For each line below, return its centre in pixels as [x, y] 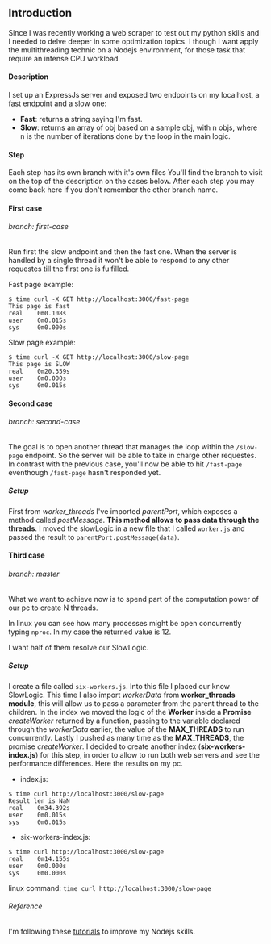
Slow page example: [42, 343]
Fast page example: [41, 285]
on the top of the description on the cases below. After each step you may [131, 182]
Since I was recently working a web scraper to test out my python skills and [134, 32]
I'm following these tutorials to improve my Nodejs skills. [102, 931]
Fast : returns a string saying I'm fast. [81, 119]
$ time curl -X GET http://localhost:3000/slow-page [99, 357]
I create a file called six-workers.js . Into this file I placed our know [119, 686]
